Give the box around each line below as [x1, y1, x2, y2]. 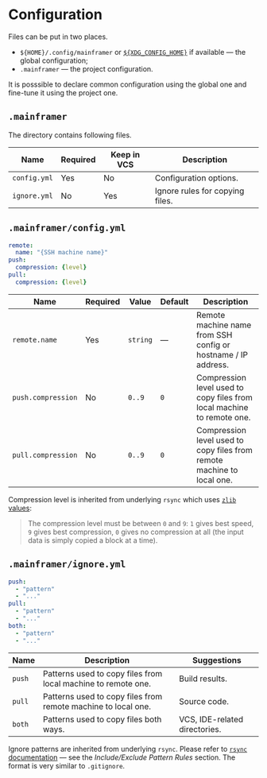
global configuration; [19, 56, 89, 65]
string [127, 335, 153, 344]
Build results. [178, 673, 228, 684]
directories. [178, 723, 222, 734]
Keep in [110, 149, 141, 160]
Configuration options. [154, 172, 238, 184]
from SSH [195, 329, 233, 340]
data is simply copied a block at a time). [27, 535, 158, 545]
